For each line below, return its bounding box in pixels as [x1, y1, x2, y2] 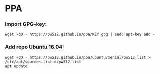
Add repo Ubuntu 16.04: [5, 43, 65, 50]
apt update [5, 63, 28, 69]
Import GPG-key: [5, 21, 47, 28]
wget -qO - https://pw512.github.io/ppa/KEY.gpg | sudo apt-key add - [5, 32, 155, 37]
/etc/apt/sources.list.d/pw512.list [5, 59, 81, 64]
